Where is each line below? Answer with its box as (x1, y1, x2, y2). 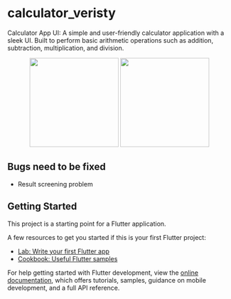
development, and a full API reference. (7, 283, 120, 292)
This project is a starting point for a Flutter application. (7, 219, 166, 228)
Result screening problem (17, 179, 94, 188)
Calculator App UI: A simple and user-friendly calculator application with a (7, 28, 225, 37)
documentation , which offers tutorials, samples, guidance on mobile (7, 276, 206, 284)
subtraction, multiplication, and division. (7, 43, 124, 52)
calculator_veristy (7, 5, 116, 21)
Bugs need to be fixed (7, 161, 107, 173)
